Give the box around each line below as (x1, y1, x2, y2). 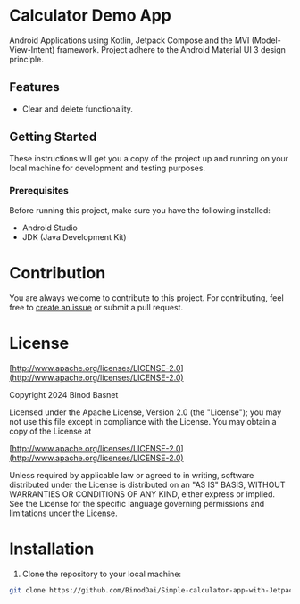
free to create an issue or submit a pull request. (9, 302, 184, 312)
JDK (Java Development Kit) (21, 231, 127, 242)
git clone (9, 585, 46, 594)
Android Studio (21, 222, 78, 233)
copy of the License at (9, 426, 92, 436)
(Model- (251, 35, 281, 46)
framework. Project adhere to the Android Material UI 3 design (56, 44, 286, 54)
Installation (9, 539, 95, 558)
